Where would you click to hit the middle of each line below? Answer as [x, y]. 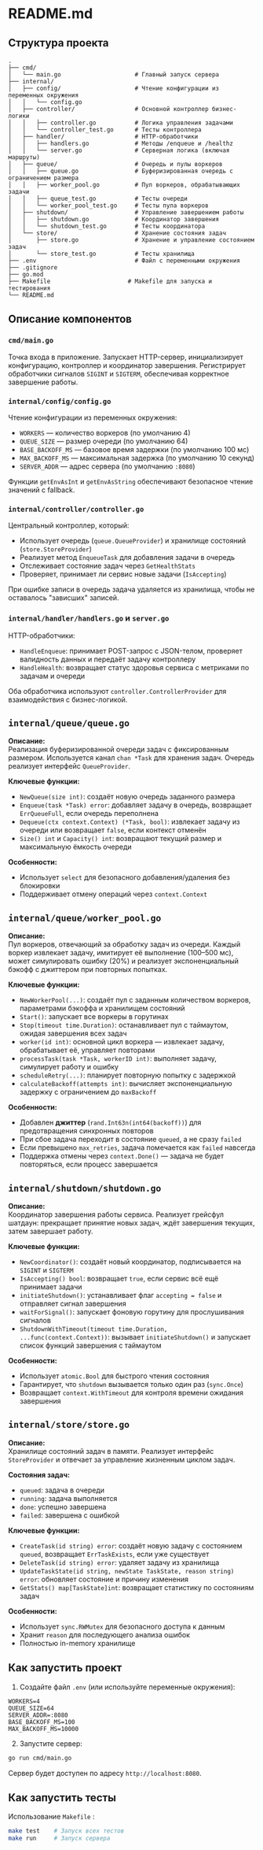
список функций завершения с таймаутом [90, 1346]
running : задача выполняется [68, 1498]
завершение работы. [43, 382]
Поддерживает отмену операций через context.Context [113, 894]
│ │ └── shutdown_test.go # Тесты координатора [107, 226]
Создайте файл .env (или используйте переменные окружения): [127, 1687]
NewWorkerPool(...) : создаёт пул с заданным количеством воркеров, [135, 1000]
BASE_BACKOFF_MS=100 [42, 1722]
